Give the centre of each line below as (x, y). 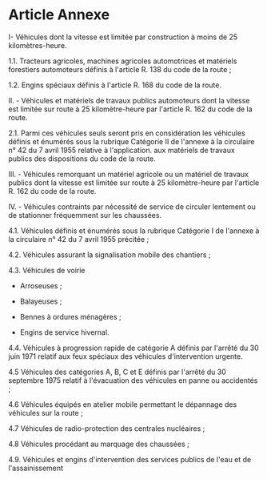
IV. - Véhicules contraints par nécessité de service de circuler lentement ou (132, 207)
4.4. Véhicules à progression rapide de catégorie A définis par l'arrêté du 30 (133, 348)
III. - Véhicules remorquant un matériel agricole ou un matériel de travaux (129, 174)
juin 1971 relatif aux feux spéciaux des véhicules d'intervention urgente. (126, 356)
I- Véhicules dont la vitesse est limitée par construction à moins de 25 (123, 37)
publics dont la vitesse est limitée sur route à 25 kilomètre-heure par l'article (134, 183)
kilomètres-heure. (38, 45)
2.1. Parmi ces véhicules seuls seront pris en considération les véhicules (127, 133)
